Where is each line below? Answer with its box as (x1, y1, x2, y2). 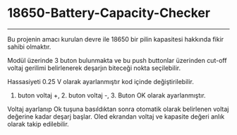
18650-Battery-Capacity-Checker (7, 5, 210, 21)
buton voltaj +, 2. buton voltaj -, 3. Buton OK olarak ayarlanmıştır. (17, 90, 206, 100)
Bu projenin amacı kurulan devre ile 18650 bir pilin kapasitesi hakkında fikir (7, 35, 224, 43)
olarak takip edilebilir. (7, 119, 69, 128)
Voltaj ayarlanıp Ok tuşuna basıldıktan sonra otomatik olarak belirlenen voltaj (7, 105, 229, 113)
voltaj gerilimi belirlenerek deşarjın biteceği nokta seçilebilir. (7, 64, 181, 72)
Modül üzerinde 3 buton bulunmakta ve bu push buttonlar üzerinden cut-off (7, 56, 227, 64)
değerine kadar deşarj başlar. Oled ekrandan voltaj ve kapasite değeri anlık (7, 112, 225, 121)
